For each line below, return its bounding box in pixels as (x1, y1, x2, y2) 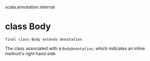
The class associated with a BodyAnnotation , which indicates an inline (5, 46, 146, 51)
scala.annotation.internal (5, 4, 55, 10)
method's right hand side (5, 50, 56, 56)
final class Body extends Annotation (5, 37, 82, 42)
